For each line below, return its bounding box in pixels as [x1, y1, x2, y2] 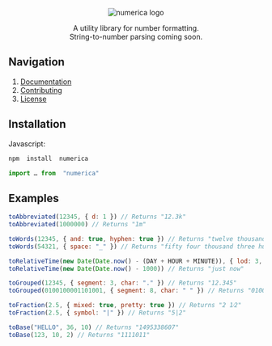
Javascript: [8, 138, 46, 149]
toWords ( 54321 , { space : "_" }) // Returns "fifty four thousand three [8, 243, 255, 251]
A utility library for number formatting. [72, 23, 200, 32]
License [19, 94, 47, 103]
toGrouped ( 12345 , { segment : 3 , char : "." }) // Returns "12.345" [8, 279, 237, 287]
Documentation [19, 77, 72, 86]
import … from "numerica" [8, 169, 100, 177]
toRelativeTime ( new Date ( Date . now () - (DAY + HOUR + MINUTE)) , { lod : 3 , [8, 257, 263, 265]
